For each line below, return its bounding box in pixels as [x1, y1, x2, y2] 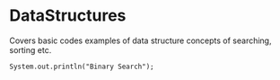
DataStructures [9, 5, 127, 26]
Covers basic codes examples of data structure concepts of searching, [9, 35, 272, 46]
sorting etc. [9, 44, 52, 55]
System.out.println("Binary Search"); [9, 62, 154, 71]
